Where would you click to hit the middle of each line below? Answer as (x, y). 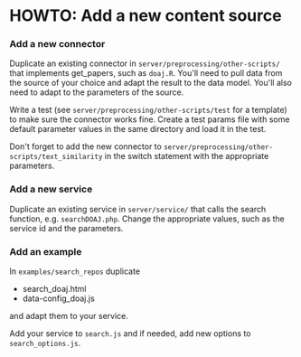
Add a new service (51, 189)
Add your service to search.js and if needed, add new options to (130, 334)
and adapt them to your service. (69, 316)
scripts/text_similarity (56, 157)
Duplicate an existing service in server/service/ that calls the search (138, 209)
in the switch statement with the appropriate (187, 156)
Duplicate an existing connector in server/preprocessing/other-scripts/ (145, 63)
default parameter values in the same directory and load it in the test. (138, 129)
